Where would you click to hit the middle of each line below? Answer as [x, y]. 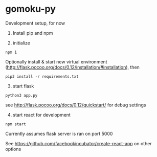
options [13, 149]
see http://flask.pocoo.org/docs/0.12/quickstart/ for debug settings [76, 105]
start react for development [41, 115]
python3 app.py [21, 95]
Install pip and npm [33, 33]
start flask [23, 86]
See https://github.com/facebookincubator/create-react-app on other [78, 143]
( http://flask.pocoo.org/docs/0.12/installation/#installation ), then [72, 67]
